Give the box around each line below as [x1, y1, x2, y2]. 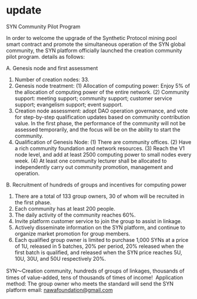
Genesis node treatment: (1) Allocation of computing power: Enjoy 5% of [14, 82, 190, 89]
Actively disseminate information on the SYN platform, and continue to [14, 224, 185, 231]
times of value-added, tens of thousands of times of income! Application [6, 274, 183, 281]
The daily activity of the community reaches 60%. [14, 211, 136, 218]
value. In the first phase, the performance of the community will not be [14, 119, 186, 127]
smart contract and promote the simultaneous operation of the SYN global [6, 41, 186, 48]
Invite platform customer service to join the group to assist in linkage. [14, 217, 182, 224]
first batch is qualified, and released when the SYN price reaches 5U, [14, 248, 182, 256]
